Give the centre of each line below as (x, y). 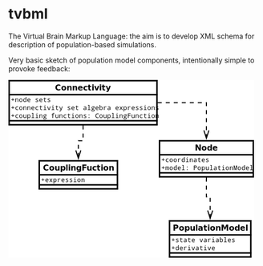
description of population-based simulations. (82, 44)
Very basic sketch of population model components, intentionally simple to (131, 60)
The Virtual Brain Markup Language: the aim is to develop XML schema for (131, 36)
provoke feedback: (39, 68)
